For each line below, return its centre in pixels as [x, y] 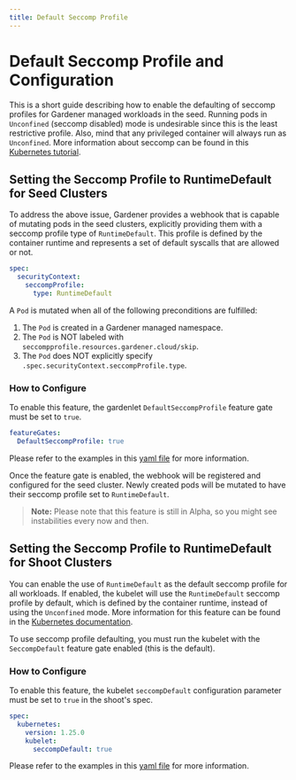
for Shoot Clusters [61, 562]
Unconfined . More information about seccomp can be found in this [129, 142]
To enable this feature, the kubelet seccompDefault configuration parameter [145, 690]
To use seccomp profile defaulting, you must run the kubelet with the [135, 638]
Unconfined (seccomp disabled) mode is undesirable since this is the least [144, 123]
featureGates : [35, 433]
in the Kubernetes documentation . [71, 621]
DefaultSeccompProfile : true [71, 441]
